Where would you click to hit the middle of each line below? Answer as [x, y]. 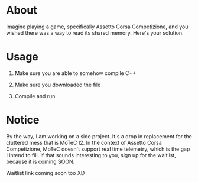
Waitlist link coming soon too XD [46, 173]
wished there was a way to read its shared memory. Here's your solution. [95, 32]
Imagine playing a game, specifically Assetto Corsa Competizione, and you [97, 27]
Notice [23, 120]
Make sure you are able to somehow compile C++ [75, 73]
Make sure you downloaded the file [58, 84]
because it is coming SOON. [40, 161]
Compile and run [35, 96]
